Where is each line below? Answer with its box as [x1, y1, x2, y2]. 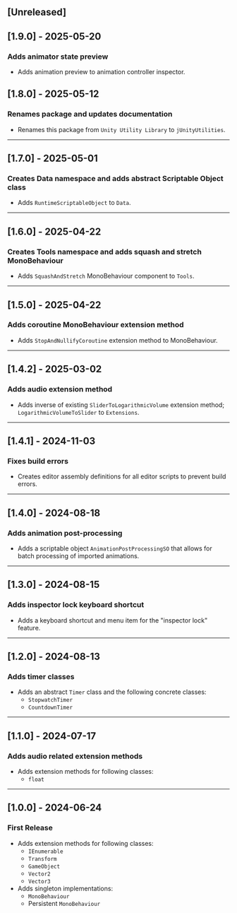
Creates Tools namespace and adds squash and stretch [7, 247, 202, 257]
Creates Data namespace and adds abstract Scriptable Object [7, 174, 224, 184]
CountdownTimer [28, 704, 73, 712]
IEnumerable [28, 848, 63, 855]
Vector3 [28, 878, 51, 885]
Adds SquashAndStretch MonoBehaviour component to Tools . [17, 272, 195, 281]
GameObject [28, 863, 61, 870]
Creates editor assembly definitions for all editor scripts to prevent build [17, 472, 226, 481]
